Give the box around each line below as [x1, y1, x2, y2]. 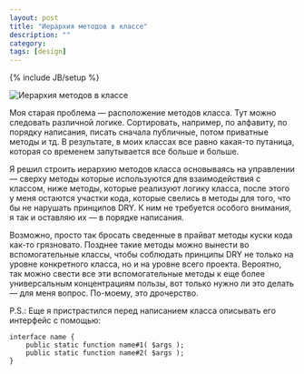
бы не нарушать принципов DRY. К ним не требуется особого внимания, [9, 202, 292, 214]
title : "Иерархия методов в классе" [9, 22, 148, 31]
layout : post [9, 13, 59, 23]
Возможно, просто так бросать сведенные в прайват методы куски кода [9, 229, 293, 241]
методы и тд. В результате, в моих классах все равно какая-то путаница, [9, 136, 295, 147]
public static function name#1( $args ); [25, 340, 184, 350]
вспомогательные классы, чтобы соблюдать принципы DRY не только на [9, 249, 294, 260]
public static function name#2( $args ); [25, 349, 184, 358]
